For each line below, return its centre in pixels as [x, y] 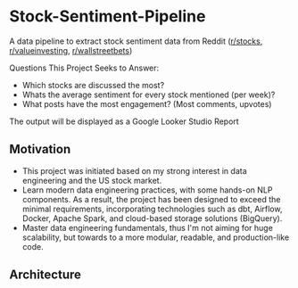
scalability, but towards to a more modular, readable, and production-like [156, 237]
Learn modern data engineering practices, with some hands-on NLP [147, 190]
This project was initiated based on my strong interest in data [134, 170]
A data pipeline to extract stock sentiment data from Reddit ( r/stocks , [136, 41]
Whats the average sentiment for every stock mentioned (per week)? [149, 95]
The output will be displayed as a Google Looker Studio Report [124, 121]
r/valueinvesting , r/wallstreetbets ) [71, 50]
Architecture [46, 275]
